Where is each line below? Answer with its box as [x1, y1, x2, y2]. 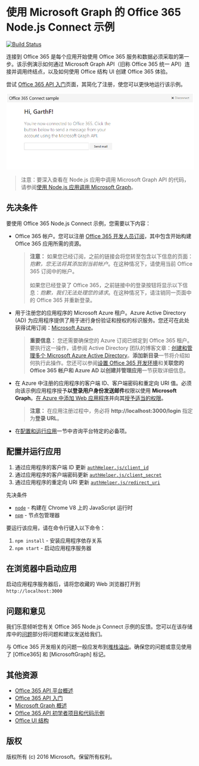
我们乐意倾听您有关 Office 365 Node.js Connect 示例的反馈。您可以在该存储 [6, 623, 192, 630]
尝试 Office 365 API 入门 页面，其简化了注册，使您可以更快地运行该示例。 [6, 80, 186, 87]
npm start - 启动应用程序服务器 [14, 544, 92, 551]
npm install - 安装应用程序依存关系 [14, 537, 102, 544]
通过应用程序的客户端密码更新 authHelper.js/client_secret [14, 471, 162, 478]
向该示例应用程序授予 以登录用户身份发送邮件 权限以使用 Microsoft [14, 387, 177, 394]
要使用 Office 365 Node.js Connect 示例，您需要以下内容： [6, 220, 151, 227]
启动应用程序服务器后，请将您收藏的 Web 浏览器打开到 [6, 580, 141, 588]
